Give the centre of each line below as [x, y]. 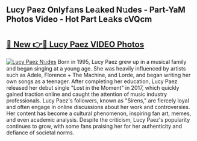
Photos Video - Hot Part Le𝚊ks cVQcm [79, 20]
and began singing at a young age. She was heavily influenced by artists [96, 68]
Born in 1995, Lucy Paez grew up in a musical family [122, 62]
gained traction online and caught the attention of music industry [87, 94]
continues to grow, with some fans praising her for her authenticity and [94, 126]
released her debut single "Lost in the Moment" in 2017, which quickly [93, 88]
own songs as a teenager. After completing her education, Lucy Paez [92, 81]
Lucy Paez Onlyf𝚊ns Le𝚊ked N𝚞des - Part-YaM [96, 10]
